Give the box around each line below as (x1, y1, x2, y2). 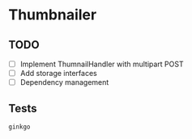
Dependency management (19, 78, 109, 87)
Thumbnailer (8, 6, 97, 24)
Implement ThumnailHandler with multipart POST (19, 59, 184, 69)
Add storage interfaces (19, 69, 97, 78)
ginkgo (8, 123, 31, 131)
